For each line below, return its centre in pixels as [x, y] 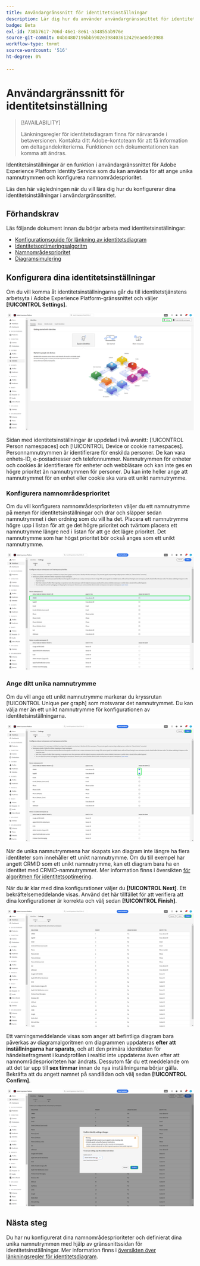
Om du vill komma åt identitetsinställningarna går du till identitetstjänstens [97, 292]
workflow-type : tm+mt [33, 44]
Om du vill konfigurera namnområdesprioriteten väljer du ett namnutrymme [98, 507]
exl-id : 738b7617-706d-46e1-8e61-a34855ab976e [65, 32]
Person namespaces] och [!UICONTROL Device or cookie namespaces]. [95, 446]
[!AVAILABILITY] [40, 122]
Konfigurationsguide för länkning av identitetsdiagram [81, 240]
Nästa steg [27, 1223]
